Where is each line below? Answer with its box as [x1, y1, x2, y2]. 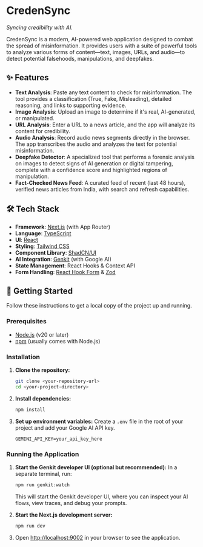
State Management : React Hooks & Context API [15, 262, 135, 269]
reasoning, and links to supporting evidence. [15, 101, 127, 109]
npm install [15, 407, 45, 413]
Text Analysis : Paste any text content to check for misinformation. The [15, 89, 193, 96]
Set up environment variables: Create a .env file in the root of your [15, 418, 184, 425]
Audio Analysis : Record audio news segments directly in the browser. [15, 134, 190, 141]
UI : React [15, 236, 38, 243]
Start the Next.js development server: [15, 511, 113, 518]
